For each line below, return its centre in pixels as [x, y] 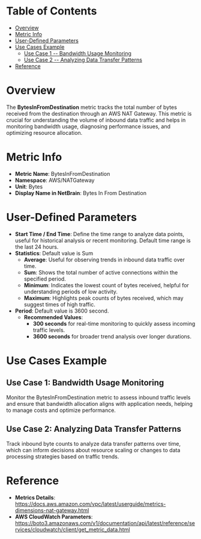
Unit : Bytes [29, 186]
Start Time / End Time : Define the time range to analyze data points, [100, 234]
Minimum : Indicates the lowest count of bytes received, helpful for [106, 285]
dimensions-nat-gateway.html [52, 510]
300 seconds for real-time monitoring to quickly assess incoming [114, 323]
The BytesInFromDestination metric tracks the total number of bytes [91, 107]
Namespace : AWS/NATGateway [55, 180]
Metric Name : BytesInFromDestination [62, 173]
